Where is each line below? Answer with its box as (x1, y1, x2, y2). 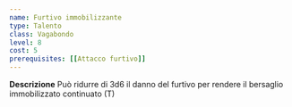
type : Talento (9, 21, 63, 30)
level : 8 (9, 37, 42, 47)
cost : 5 (9, 46, 39, 55)
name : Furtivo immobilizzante (9, 12, 123, 22)
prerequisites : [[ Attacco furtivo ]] (9, 54, 146, 63)
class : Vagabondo (9, 29, 74, 38)
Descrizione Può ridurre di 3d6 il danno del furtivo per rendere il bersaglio (9, 79, 284, 89)
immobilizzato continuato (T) (9, 88, 116, 99)
